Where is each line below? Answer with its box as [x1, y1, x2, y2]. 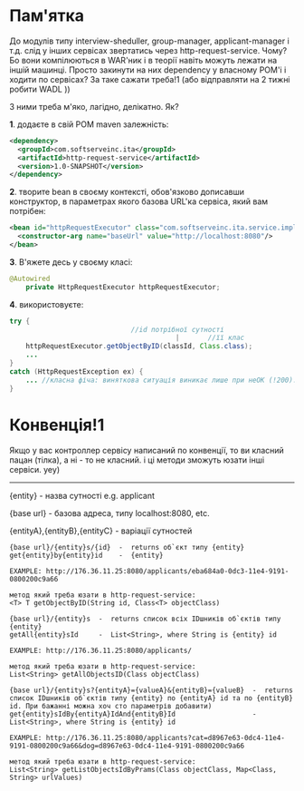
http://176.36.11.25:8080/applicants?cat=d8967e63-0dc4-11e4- [45, 733, 285, 742]
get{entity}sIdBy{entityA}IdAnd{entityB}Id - [9, 709, 257, 718]
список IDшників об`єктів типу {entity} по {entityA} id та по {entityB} [9, 693, 294, 703]
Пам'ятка [9, 5, 84, 26]
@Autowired [9, 274, 51, 283]
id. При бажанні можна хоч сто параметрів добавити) [9, 701, 213, 710]
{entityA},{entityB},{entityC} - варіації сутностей [9, 525, 193, 536]
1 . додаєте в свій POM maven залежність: [9, 119, 169, 130]
